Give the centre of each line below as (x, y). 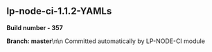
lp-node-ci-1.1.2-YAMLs (59, 11)
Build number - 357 (35, 27)
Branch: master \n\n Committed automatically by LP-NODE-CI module (106, 41)
